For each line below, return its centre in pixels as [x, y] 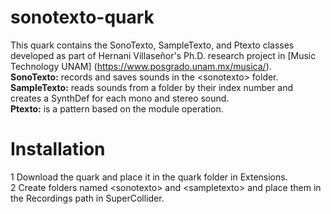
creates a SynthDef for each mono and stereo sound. [120, 98]
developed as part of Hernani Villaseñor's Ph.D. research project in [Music [163, 55]
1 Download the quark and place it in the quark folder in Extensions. [149, 177]
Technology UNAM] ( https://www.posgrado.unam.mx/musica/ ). [141, 66]
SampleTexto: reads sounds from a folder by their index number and [152, 87]
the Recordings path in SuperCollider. [87, 198]
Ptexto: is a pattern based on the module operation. [117, 108]
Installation [58, 149]
